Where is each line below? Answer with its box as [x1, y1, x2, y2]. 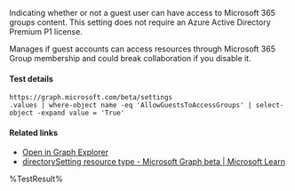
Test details [9, 73, 53, 84]
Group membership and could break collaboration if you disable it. [9, 53, 251, 63]
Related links [9, 127, 59, 138]
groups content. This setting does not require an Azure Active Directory [9, 17, 271, 28]
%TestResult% [9, 173, 64, 185]
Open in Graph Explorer [21, 147, 109, 158]
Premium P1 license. [9, 27, 83, 36]
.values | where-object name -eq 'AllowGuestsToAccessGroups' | [9, 101, 252, 110]
